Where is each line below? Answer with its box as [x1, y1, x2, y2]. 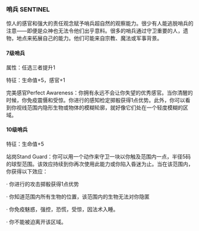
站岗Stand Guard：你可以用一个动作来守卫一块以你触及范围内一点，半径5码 [6, 153, 191, 160]
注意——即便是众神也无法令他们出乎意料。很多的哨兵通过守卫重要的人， [6, 27, 183, 34]
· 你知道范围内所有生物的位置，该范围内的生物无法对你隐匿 [6, 193, 150, 200]
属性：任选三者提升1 [6, 64, 55, 71]
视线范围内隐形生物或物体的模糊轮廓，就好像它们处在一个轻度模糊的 [16, 104, 183, 111]
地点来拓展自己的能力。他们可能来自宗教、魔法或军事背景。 [16, 34, 162, 42]
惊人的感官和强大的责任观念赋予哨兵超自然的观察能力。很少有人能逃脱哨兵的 [6, 20, 194, 27]
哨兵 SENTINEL [6, 5, 50, 13]
